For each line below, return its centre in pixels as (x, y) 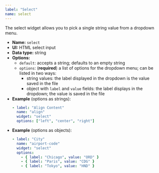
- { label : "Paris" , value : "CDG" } (58, 162)
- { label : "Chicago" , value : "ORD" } (60, 157)
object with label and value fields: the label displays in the (85, 88)
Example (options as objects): (42, 130)
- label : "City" (28, 139)
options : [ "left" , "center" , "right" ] (56, 121)
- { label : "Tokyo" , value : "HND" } (58, 166)
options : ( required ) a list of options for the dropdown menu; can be (86, 68)
